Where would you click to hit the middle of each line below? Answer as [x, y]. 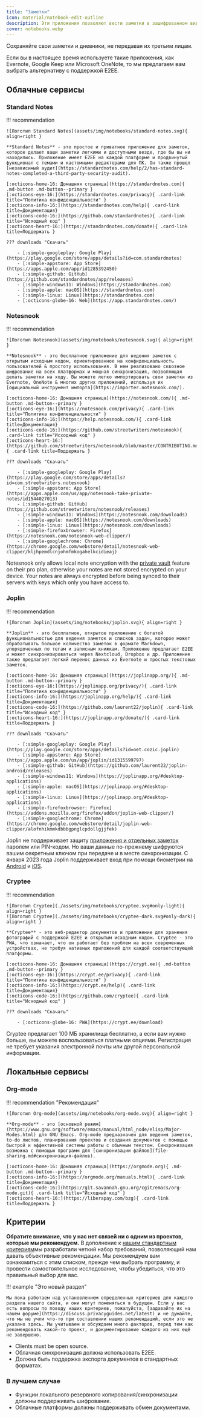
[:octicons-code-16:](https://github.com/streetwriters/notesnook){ [94, 430]
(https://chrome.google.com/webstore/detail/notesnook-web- [84, 547]
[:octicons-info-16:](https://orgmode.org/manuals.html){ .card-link [96, 1177]
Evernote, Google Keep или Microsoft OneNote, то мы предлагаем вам [96, 64]
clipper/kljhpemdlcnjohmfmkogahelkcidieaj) [62, 552]
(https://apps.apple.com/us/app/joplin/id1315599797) [76, 760]
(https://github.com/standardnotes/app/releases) [70, 279]
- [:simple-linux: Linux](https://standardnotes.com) [86, 295]
